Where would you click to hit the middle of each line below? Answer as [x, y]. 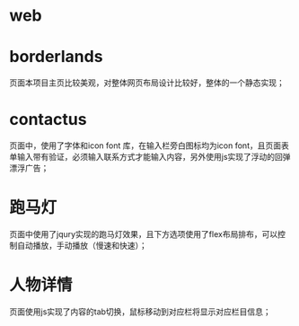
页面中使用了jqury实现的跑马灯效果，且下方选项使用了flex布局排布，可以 [144, 234]
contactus [48, 120]
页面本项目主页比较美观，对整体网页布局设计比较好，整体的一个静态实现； [147, 83]
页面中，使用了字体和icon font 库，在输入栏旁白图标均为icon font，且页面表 [149, 145]
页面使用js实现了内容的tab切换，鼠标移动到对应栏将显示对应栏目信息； [140, 312]
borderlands [56, 57]
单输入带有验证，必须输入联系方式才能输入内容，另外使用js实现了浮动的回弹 [150, 157]
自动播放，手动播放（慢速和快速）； [82, 245]
